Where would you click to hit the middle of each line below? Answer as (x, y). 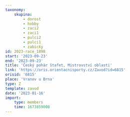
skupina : (23, 14)
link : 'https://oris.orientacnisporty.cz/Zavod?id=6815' (65, 70)
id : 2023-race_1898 (25, 51)
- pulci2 (32, 38)
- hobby (31, 24)
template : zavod (22, 88)
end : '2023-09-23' (24, 61)
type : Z (13, 84)
